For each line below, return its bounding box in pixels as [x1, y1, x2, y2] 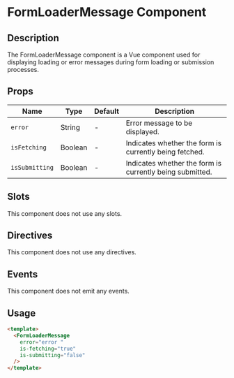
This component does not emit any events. [7, 287, 130, 296]
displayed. [125, 126, 160, 136]
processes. [7, 66, 40, 73]
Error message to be [125, 118, 193, 128]
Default [93, 106, 120, 116]
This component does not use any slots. [7, 209, 123, 217]
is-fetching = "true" [19, 345, 77, 352]
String [60, 122, 81, 132]
